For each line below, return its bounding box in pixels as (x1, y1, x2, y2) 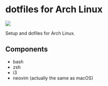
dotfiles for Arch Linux (5, 4, 103, 15)
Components (5, 45, 48, 54)
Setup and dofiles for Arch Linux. (5, 30, 76, 36)
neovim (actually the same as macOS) (12, 75, 94, 81)
